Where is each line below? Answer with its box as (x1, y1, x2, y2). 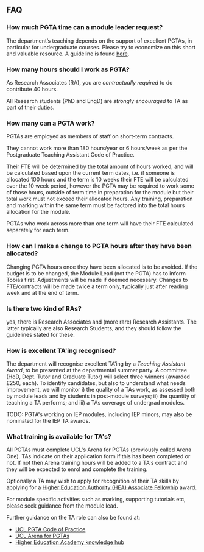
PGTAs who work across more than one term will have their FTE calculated (6, 220, 194, 227)
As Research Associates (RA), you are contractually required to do (6, 79, 173, 86)
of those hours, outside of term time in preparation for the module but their (6, 189, 194, 196)
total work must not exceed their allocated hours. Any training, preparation (6, 195, 193, 203)
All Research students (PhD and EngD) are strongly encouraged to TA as (6, 97, 188, 104)
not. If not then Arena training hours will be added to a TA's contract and (6, 459, 188, 467)
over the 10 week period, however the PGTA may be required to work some (6, 182, 195, 189)
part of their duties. (6, 104, 55, 111)
